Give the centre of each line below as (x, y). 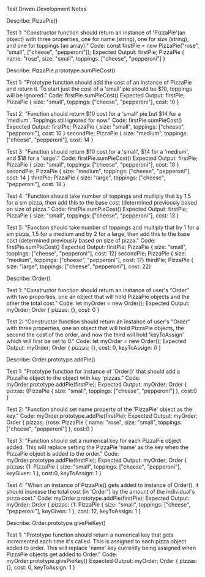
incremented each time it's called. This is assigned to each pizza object (96, 541)
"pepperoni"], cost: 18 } (36, 184)
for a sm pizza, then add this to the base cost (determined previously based (102, 202)
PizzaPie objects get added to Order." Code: (62, 554)
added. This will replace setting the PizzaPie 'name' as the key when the (97, 447)
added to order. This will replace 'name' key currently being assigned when (101, 548)
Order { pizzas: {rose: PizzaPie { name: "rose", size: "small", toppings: (94, 422)
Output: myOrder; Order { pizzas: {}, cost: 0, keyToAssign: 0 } (84, 348)
